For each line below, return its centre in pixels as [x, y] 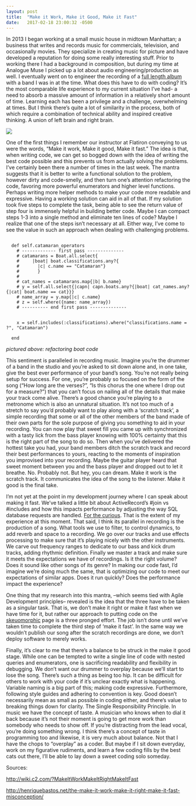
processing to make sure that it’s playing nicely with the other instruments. [96, 540]
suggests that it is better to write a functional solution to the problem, [89, 174]
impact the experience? [35, 584]
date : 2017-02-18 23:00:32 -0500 [49, 22]
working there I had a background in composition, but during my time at [92, 64]
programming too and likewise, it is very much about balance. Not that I [92, 738]
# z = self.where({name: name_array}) [64, 302]
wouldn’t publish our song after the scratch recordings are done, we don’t [95, 633]
